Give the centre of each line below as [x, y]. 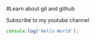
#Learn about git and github [41, 9]
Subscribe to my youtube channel [48, 20]
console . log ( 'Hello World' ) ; [42, 31]
